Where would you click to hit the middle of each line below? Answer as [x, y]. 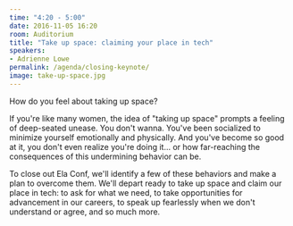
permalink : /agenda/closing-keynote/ [80, 68]
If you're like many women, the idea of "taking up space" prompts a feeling [147, 118]
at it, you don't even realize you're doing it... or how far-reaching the [135, 146]
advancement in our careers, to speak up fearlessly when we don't [133, 202]
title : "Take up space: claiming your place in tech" [112, 42]
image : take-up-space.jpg [57, 76]
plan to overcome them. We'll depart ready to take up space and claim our [146, 183]
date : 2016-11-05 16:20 [54, 26]
